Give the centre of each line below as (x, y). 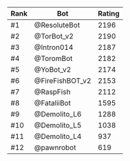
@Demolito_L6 (58, 114)
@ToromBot (53, 59)
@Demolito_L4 (58, 136)
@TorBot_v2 (54, 36)
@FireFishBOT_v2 (63, 80)
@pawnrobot (55, 148)
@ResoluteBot (57, 25)
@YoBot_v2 (53, 70)
